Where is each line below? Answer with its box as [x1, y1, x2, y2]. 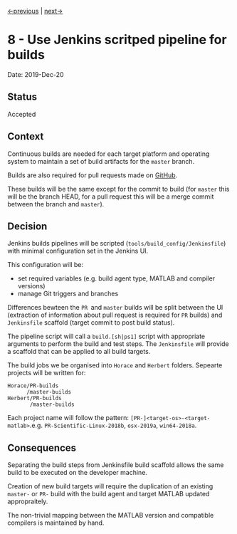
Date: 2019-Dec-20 [7, 70, 64, 78]
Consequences [7, 441, 77, 454]
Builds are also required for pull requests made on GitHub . [7, 171, 178, 179]
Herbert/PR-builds [7, 395, 62, 402]
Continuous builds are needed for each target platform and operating [7, 150, 210, 158]
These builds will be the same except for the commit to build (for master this [7, 184, 230, 193]
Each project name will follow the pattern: [7, 414, 130, 422]
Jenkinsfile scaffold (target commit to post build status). [7, 318, 175, 327]
